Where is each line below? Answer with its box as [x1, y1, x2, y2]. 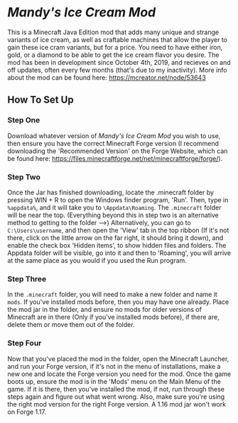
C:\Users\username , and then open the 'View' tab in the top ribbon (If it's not [7, 226, 229, 234]
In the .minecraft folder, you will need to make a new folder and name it [7, 290, 218, 299]
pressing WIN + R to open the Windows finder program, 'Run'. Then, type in [7, 195, 229, 204]
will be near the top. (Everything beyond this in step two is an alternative [7, 211, 219, 219]
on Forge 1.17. [7, 407, 46, 416]
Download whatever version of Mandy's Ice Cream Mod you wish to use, [7, 131, 221, 140]
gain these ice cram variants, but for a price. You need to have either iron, [7, 43, 223, 51]
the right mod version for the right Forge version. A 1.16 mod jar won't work [7, 399, 226, 408]
